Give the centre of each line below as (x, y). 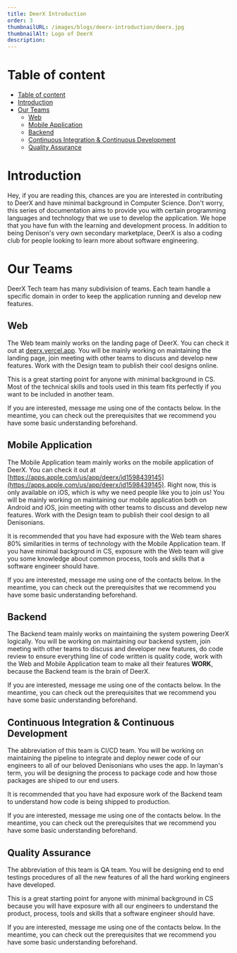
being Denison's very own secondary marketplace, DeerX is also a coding (115, 233)
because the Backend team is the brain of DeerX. (79, 672)
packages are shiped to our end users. (63, 780)
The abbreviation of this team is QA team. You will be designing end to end (116, 870)
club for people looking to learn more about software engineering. (103, 240)
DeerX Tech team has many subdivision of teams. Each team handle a (109, 288)
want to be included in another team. (61, 394)
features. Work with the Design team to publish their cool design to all (109, 515)
